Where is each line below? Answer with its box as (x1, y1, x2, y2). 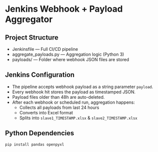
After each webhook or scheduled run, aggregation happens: (12, 99, 135, 105)
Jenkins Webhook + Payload (5, 3, 123, 15)
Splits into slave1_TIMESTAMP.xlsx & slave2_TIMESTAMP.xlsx (19, 115, 138, 121)
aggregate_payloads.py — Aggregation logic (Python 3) (12, 51, 124, 57)
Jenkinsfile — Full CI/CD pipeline (12, 46, 78, 52)
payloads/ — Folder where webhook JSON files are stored (12, 57, 129, 62)
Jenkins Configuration (5, 71, 75, 79)
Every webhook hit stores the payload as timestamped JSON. (12, 89, 136, 95)
